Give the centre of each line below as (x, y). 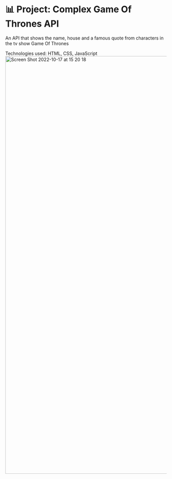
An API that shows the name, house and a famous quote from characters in (84, 38)
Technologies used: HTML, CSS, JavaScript (51, 53)
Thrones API (32, 24)
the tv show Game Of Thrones (37, 43)
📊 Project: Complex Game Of (69, 9)
